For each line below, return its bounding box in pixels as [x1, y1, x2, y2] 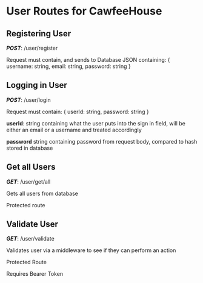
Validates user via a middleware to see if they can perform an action [6, 247, 176, 254]
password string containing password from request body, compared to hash [6, 138, 198, 145]
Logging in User [6, 80, 68, 90]
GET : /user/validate [6, 235, 55, 242]
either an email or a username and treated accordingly [6, 126, 142, 133]
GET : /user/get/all [6, 178, 51, 185]
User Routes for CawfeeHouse [6, 4, 162, 18]
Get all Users [6, 162, 56, 172]
